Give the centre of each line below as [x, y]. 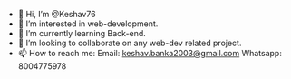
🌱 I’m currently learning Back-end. [82, 33]
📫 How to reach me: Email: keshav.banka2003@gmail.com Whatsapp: [150, 53]
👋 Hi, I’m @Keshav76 [57, 14]
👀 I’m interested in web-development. [88, 24]
